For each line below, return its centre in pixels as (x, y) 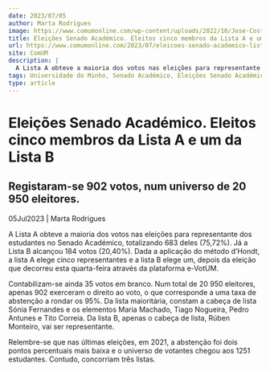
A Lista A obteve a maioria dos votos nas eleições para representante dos (130, 234)
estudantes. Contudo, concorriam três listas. (82, 359)
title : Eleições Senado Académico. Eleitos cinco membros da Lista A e (131, 38)
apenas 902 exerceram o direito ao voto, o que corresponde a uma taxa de (133, 292)
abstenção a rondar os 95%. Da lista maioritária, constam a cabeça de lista (133, 300)
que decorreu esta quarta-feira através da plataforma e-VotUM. (114, 268)
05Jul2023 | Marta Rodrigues (57, 219)
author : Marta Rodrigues (50, 23)
